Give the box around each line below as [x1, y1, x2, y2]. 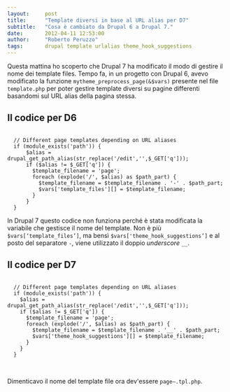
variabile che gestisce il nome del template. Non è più [7, 223, 162, 232]
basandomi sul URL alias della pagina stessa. [7, 92, 137, 100]
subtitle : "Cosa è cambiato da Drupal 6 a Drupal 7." [7, 23, 173, 30]
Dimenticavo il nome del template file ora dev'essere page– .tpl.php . [7, 377, 203, 385]
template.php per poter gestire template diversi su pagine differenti [7, 85, 201, 92]
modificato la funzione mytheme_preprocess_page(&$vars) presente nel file [7, 77, 219, 85]
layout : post [7, 10, 58, 17]
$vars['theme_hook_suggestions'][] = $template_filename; [32, 332, 205, 339]
